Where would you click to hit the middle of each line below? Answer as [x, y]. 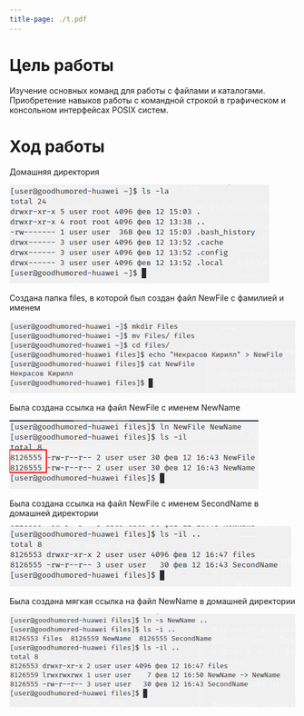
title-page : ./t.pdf [49, 19]
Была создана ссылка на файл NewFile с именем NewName [125, 408]
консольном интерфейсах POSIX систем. [89, 110]
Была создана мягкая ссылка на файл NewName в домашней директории [152, 602]
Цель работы [62, 65]
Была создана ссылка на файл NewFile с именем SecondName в [134, 503]
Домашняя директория [54, 172]
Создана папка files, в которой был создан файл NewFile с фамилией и [147, 298]
